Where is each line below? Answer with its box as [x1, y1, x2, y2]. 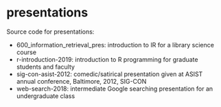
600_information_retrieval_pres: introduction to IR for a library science [16, 40, 214, 49]
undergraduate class [16, 91, 75, 100]
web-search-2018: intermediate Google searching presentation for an [16, 84, 213, 93]
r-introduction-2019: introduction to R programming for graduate [16, 55, 198, 63]
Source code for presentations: [6, 27, 95, 36]
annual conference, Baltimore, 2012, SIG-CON [16, 77, 147, 85]
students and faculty [16, 62, 75, 71]
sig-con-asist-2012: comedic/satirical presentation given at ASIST [16, 70, 203, 78]
